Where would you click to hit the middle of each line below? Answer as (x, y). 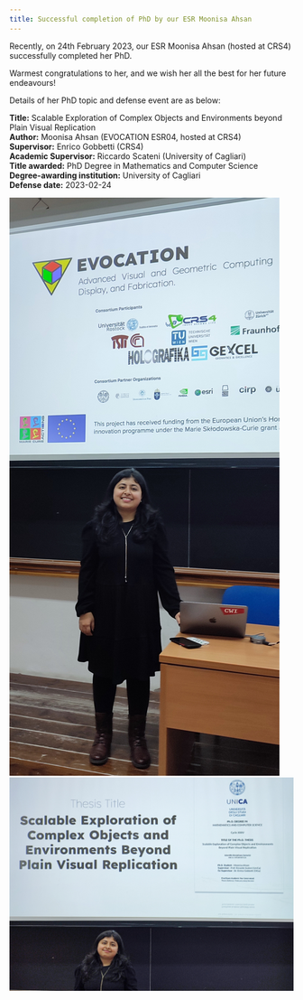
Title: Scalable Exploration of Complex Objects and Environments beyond (146, 117)
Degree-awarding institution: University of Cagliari (105, 175)
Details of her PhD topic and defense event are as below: (115, 100)
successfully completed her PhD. (71, 55)
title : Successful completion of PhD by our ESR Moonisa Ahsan (131, 19)
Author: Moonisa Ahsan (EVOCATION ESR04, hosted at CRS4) (125, 136)
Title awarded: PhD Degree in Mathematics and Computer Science (134, 165)
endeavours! (32, 82)
